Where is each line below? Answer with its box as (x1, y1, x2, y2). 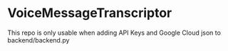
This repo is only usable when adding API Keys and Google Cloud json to (7, 28, 221, 37)
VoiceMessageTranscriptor (7, 5, 172, 21)
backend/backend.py (7, 35, 70, 44)
